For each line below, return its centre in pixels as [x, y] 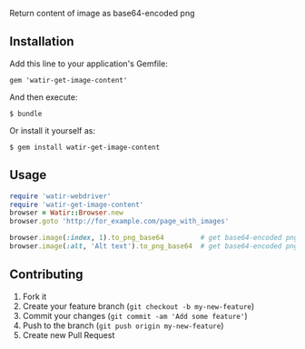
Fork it [34, 296]
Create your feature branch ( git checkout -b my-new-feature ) [138, 306]
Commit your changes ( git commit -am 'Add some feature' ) [135, 315]
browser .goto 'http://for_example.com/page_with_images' [119, 222]
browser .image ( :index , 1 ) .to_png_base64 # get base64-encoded [146, 238]
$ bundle [26, 114]
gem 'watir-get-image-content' [69, 80]
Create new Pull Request [69, 334]
